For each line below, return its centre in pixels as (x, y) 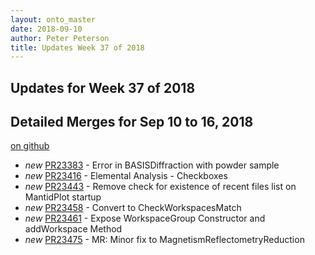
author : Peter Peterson (60, 38)
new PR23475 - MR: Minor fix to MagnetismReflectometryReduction (164, 240)
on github (30, 146)
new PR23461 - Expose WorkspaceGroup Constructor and (145, 218)
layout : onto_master (53, 19)
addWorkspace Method (73, 229)
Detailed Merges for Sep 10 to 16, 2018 (132, 122)
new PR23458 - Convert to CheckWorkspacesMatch (133, 208)
